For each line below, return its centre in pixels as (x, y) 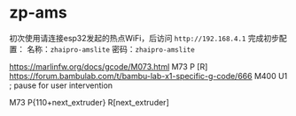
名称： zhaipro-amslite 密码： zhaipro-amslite (110, 49)
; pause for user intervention (61, 85)
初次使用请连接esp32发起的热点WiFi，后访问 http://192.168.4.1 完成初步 (144, 38)
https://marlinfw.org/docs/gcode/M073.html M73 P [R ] (109, 66)
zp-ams (39, 13)
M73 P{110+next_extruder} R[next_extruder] (90, 102)
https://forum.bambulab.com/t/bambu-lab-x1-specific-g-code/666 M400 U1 (148, 76)
